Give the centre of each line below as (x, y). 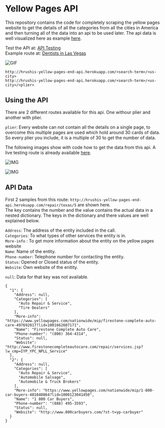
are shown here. (94, 205)
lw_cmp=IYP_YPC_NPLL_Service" (37, 351)
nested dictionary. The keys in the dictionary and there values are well (77, 215)
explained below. (22, 220)
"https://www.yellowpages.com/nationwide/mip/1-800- (99, 390)
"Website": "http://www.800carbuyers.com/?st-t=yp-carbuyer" (79, 412)
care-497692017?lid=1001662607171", (43, 325)
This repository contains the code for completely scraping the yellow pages (82, 22)
